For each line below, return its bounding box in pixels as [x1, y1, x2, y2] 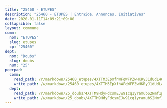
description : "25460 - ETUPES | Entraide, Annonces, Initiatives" [5, 12, 146, 17]
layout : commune [5, 26, 39, 31]
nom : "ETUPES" [9, 35, 39, 40]
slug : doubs [9, 58, 35, 63]
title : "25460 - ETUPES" [5, 7, 57, 12]
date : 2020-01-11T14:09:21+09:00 [5, 16, 75, 21]
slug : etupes [9, 40, 37, 45]
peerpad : [5, 68, 23, 73]
